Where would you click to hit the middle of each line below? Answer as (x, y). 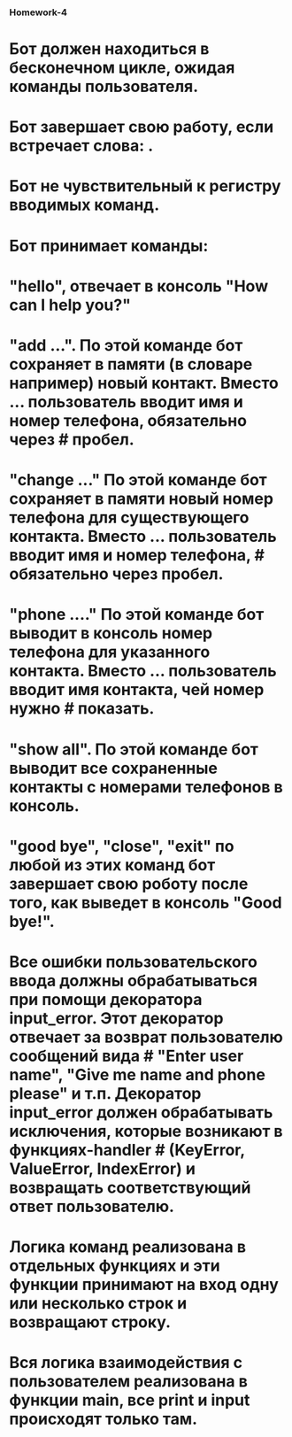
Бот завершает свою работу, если (142, 127)
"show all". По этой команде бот (134, 749)
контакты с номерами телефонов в (146, 787)
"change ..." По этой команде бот (138, 480)
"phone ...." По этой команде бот (137, 615)
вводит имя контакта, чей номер (137, 690)
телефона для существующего (129, 518)
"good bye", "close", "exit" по (122, 846)
